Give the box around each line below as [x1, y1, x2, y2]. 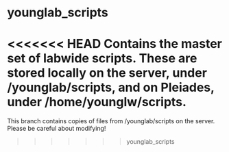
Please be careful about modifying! [7, 125, 106, 133]
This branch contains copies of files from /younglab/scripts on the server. [7, 117, 215, 125]
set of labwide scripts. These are [7, 51, 197, 66]
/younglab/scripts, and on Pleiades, [7, 80, 215, 95]
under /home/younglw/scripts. [7, 94, 187, 110]
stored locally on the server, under [7, 65, 208, 81]
